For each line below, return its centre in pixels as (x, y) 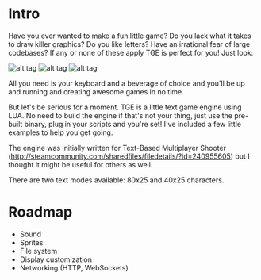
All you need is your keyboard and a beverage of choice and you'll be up (127, 83)
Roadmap (40, 212)
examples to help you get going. (61, 132)
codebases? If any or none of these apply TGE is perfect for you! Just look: (131, 52)
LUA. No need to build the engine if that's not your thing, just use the (120, 115)
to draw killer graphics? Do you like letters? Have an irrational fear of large (129, 44)
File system (38, 251)
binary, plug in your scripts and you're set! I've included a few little (133, 124)
